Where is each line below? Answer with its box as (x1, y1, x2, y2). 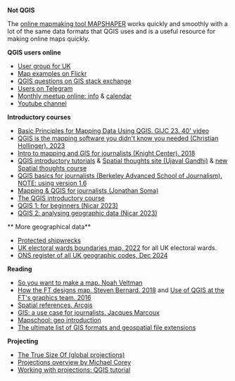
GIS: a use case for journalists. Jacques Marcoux (17, 308, 160, 316)
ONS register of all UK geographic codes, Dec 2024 (17, 251, 168, 259)
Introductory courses (7, 113, 71, 121)
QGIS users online (7, 49, 61, 56)
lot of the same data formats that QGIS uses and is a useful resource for (7, 27, 216, 35)
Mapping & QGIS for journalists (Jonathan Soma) (17, 187, 159, 194)
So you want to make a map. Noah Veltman (17, 278, 143, 287)
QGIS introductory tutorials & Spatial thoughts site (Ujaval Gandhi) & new (17, 156, 228, 165)
